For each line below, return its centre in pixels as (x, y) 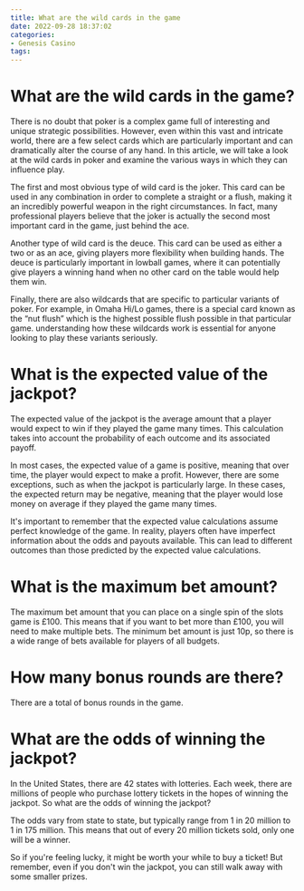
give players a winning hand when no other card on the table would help (145, 272)
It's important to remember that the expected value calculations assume (144, 521)
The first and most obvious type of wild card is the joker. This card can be (148, 188)
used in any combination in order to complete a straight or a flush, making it (151, 197)
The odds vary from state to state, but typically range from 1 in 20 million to (151, 820)
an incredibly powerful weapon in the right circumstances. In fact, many (144, 207)
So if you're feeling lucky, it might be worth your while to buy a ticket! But (147, 857)
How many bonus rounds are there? (147, 678)
